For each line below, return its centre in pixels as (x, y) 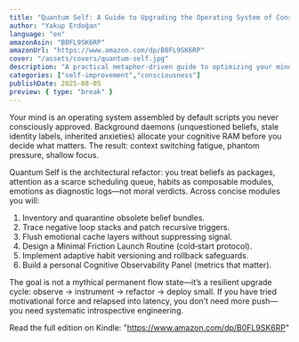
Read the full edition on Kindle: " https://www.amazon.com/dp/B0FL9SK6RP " (149, 327)
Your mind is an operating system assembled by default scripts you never (144, 117)
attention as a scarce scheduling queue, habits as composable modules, (141, 181)
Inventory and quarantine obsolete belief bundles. (113, 218)
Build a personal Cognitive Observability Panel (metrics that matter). (147, 265)
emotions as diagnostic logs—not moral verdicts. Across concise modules (145, 191)
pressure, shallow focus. (54, 155)
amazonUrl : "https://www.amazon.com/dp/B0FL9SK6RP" (107, 51)
